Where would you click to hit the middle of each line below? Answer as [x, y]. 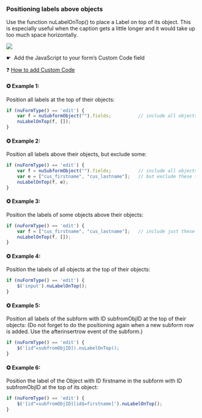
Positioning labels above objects [55, 9]
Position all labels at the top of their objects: [61, 99]
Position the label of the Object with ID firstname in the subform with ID [94, 381]
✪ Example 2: [23, 141]
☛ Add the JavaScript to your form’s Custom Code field [76, 58]
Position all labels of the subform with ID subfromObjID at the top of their [96, 319]
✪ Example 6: [23, 367]
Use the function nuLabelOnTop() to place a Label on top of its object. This [99, 22]
